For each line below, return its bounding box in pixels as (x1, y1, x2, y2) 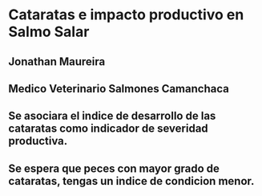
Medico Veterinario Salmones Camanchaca (8, 82, 230, 96)
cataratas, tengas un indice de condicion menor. (8, 174, 255, 188)
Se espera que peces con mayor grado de (8, 161, 220, 175)
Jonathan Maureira (8, 55, 106, 68)
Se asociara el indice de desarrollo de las (8, 109, 216, 123)
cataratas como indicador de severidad (8, 122, 208, 136)
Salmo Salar (8, 22, 90, 41)
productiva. (8, 134, 68, 148)
